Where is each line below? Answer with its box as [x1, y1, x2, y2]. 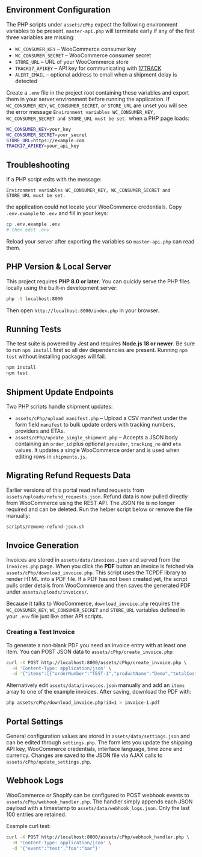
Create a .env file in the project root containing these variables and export [6, 89, 189, 96]
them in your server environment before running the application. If [6, 95, 170, 102]
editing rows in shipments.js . [14, 453, 87, 460]
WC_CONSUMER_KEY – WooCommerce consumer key [14, 45, 136, 52]
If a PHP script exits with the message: [6, 176, 102, 183]
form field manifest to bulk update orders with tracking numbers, [14, 421, 176, 428]
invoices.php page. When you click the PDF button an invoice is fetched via [6, 563, 194, 570]
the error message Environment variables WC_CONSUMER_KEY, [6, 108, 156, 115]
